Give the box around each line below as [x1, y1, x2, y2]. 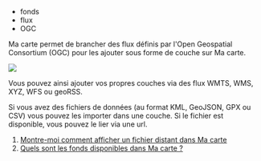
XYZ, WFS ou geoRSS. [8, 87, 83, 96]
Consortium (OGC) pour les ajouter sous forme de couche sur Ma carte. [8, 48, 247, 57]
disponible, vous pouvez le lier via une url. [8, 119, 148, 129]
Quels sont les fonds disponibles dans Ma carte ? [19, 143, 183, 153]
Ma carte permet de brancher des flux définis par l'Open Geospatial [8, 39, 233, 49]
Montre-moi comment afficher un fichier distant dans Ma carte [19, 135, 227, 144]
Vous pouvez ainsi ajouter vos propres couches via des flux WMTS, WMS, [8, 78, 254, 87]
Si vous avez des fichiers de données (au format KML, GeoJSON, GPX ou [8, 103, 251, 111]
